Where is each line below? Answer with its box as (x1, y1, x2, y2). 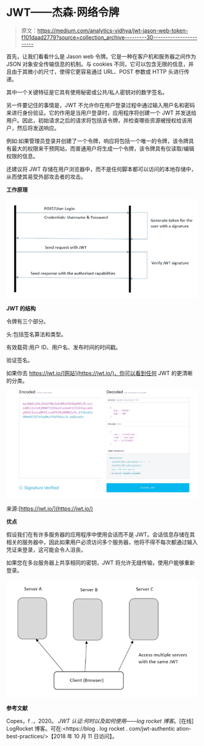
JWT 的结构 (6, 305, 36, 312)
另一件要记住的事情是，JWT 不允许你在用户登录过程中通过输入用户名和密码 (6, 101, 195, 108)
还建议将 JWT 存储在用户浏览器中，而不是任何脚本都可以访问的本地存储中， (6, 165, 197, 172)
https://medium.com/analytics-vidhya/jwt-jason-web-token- (37, 27, 188, 34)
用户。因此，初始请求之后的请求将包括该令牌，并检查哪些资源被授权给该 (6, 116, 187, 124)
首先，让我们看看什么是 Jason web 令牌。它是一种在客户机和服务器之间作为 (6, 52, 196, 60)
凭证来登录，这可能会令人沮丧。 (6, 546, 86, 554)
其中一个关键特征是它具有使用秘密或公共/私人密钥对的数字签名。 (6, 88, 168, 96)
